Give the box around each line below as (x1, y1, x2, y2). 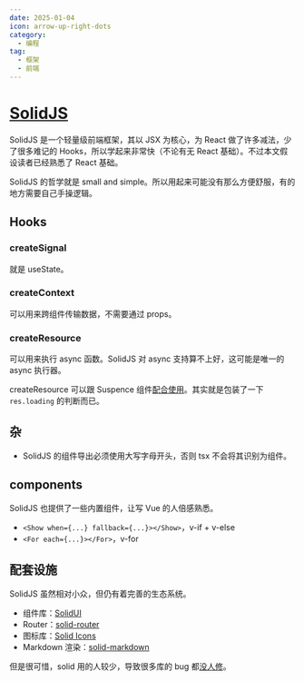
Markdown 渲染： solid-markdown (22, 641, 150, 652)
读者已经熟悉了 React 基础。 (16, 156, 123, 168)
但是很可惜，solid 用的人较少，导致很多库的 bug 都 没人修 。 (9, 660, 231, 672)
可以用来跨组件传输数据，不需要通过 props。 (9, 308, 177, 319)
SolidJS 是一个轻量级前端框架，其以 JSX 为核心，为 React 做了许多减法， (9, 133, 284, 145)
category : (9, 30, 47, 39)
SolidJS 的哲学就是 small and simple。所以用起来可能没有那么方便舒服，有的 (9, 176, 296, 187)
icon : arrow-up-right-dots (9, 22, 112, 31)
